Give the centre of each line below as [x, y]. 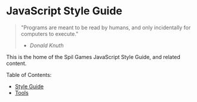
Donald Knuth [47, 45]
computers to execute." [50, 33]
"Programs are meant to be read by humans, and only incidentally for [106, 27]
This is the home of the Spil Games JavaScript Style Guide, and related [93, 57]
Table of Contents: [29, 75]
